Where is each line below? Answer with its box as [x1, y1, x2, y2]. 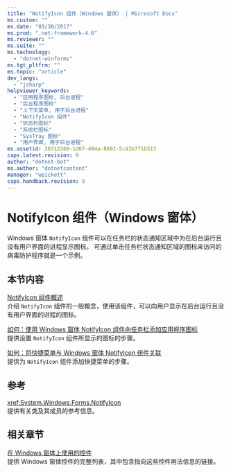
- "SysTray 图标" [13, 132, 62, 139]
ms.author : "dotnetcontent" [7, 164, 89, 172]
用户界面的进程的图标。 [12, 311, 80, 319]
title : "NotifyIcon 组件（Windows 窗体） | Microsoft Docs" [7, 10, 178, 17]
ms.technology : [7, 49, 51, 56]
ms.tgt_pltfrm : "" [7, 62, 60, 69]
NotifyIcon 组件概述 [7, 293, 64, 301]
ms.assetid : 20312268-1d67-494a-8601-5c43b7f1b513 [7, 146, 157, 152]
